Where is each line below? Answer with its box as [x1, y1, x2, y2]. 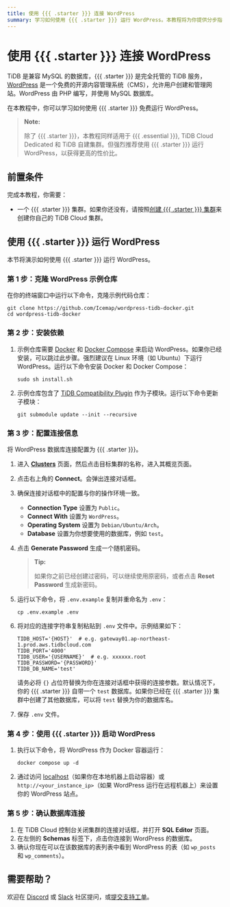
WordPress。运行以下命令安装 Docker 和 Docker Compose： [16, 362, 189, 370]
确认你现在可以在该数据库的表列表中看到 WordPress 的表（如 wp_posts [16, 842, 216, 851]
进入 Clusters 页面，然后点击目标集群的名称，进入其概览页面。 [16, 460, 196, 468]
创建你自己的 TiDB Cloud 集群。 [16, 214, 107, 222]
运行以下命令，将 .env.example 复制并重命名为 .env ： [16, 595, 168, 603]
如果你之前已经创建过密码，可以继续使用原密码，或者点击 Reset [34, 572, 215, 580]
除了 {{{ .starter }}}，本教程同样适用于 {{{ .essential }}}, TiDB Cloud [23, 132, 214, 140]
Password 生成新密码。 [34, 580, 101, 588]
